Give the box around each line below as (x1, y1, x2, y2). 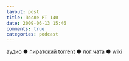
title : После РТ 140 (6, 14, 59, 21)
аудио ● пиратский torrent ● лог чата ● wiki (6, 48, 123, 55)
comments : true (6, 25, 45, 32)
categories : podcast (6, 31, 59, 37)
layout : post (6, 8, 40, 15)
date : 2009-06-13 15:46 (6, 20, 67, 26)
